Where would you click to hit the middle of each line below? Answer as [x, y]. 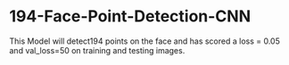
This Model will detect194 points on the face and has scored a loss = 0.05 [145, 41]
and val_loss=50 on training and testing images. [97, 50]
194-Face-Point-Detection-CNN [130, 16]
